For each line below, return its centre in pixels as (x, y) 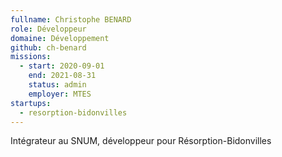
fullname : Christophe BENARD (71, 19)
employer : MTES (60, 94)
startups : (31, 103)
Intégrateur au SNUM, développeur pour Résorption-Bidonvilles (141, 141)
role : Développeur (48, 29)
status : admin (57, 85)
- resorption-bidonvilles (73, 112)
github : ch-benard (48, 47)
